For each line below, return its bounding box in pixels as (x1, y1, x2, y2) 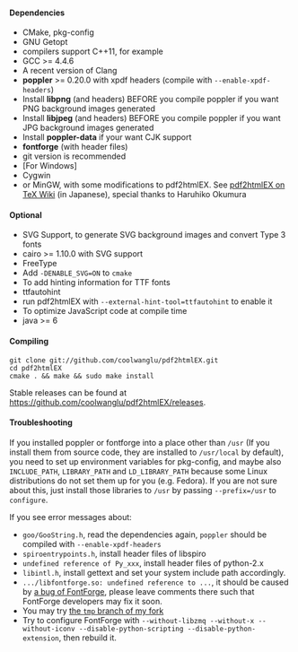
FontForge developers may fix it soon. (22, 595, 163, 606)
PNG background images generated (22, 103, 155, 114)
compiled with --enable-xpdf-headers (22, 538, 162, 549)
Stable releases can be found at (9, 387, 127, 398)
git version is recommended (22, 151, 127, 161)
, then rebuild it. (58, 632, 117, 643)
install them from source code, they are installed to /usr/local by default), (9, 447, 285, 457)
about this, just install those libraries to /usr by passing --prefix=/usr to (9, 484, 276, 495)
